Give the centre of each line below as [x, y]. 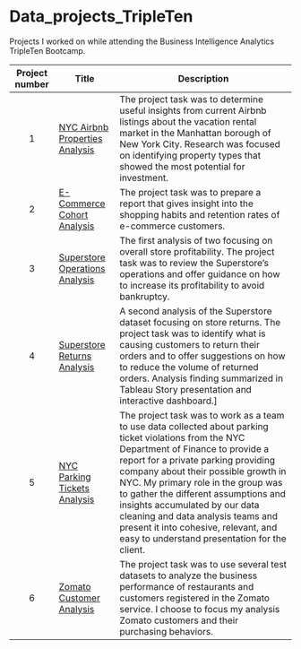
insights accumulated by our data [189, 505]
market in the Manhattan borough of [195, 133]
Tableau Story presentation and [186, 389]
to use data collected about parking [194, 426]
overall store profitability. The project [197, 251]
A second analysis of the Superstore [196, 311]
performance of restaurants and [187, 586]
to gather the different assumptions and [203, 493]
